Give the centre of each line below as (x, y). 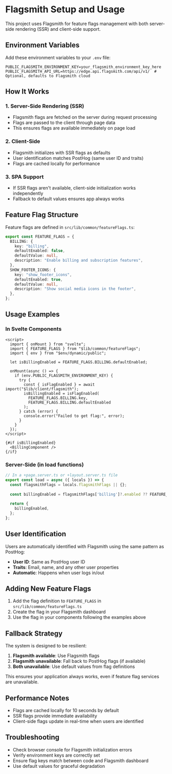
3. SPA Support (25, 177)
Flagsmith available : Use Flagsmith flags (56, 656)
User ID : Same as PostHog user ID (49, 561)
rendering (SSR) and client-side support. (58, 29)
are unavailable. (22, 682)
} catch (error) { (38, 411)
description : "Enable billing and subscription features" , (79, 260)
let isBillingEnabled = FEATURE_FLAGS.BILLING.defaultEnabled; (79, 362)
